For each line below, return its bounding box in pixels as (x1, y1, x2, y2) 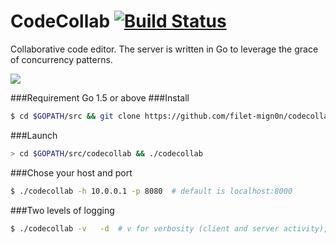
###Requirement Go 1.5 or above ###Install (10, 91, 190, 104)
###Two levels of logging (10, 204, 115, 216)
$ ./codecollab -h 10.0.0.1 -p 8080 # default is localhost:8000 (10, 186, 293, 196)
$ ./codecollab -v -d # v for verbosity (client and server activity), (10, 223, 329, 234)
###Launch (10, 129, 58, 141)
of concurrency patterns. (10, 53, 113, 65)
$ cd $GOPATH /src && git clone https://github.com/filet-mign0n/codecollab (10, 111, 333, 121)
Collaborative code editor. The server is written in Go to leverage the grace (10, 43, 319, 55)
